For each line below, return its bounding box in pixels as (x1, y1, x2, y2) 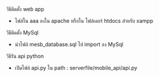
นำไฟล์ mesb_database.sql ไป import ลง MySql (14, 41, 124, 48)
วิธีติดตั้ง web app (6, 6, 44, 12)
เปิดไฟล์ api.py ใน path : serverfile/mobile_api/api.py (14, 65, 138, 71)
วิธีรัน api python (6, 53, 44, 59)
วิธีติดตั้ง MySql (6, 29, 39, 36)
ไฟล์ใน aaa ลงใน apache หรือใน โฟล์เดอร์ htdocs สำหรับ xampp (14, 18, 154, 24)
